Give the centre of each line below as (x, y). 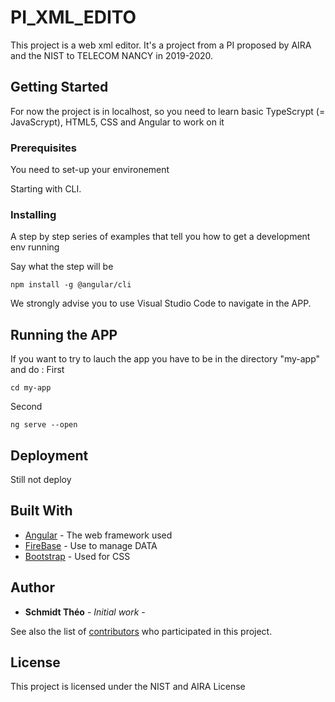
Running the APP (64, 334)
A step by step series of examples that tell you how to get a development (160, 237)
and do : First (37, 370)
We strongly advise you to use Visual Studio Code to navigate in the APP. (161, 303)
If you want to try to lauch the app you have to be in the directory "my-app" (165, 359)
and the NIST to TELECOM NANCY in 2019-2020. (112, 55)
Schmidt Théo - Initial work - (85, 612)
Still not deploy (41, 479)
